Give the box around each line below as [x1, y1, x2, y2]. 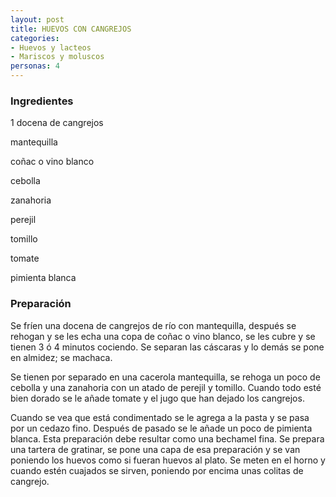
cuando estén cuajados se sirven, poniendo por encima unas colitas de [10, 464, 304, 476]
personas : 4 [10, 61, 60, 71]
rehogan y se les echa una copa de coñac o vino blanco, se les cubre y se [10, 330, 316, 342]
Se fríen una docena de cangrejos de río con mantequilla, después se [10, 319, 297, 331]
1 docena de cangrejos [10, 117, 104, 129]
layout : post [10, 14, 65, 25]
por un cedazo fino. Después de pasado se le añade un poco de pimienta [10, 422, 313, 434]
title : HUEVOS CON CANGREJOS [10, 24, 132, 34]
